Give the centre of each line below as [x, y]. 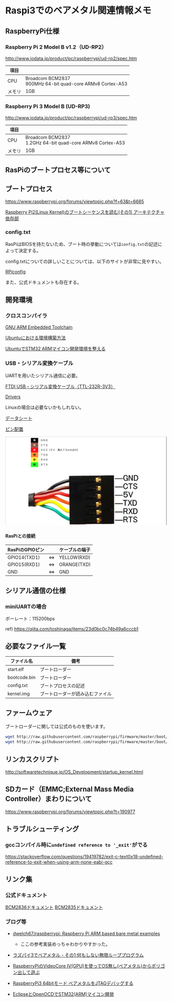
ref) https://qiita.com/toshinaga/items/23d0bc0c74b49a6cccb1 [72, 628]
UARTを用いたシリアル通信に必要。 [43, 376]
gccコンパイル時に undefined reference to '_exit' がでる [77, 845]
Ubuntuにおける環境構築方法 [36, 338]
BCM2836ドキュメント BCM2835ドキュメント [54, 907]
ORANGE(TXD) [75, 564]
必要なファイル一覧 [36, 646]
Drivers [13, 397]
